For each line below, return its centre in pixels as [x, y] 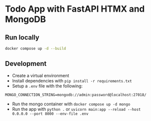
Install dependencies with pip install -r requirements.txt [72, 81]
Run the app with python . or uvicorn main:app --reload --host [76, 109]
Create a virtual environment [41, 75]
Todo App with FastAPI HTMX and [75, 9]
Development [26, 64]
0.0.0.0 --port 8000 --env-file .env [50, 114]
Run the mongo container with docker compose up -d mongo [71, 104]
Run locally [22, 37]
